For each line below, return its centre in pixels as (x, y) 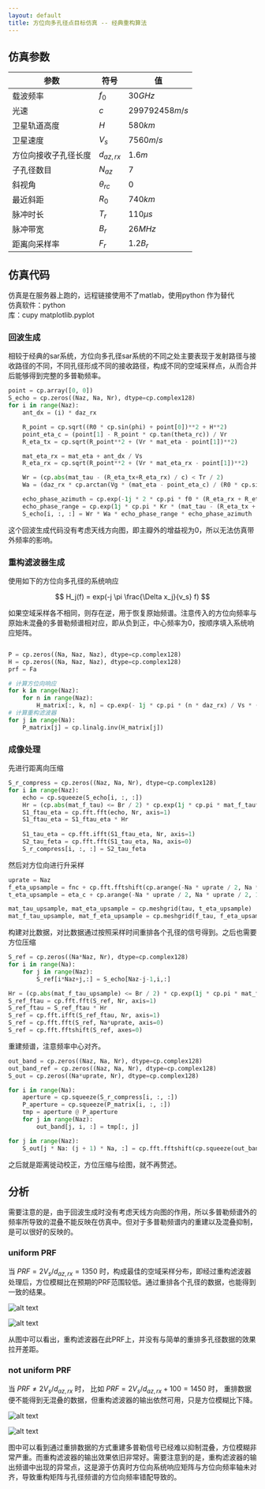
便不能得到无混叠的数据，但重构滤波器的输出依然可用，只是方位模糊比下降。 (132, 1400)
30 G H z (142, 96)
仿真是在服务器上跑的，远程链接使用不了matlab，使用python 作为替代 (121, 295)
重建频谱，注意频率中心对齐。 (56, 1046)
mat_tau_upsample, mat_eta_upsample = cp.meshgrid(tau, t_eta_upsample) (130, 909)
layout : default (35, 15)
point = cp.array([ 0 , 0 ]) (50, 391)
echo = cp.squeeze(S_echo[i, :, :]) (83, 797)
